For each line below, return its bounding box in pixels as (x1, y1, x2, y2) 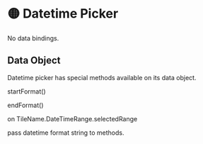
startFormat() (7, 87, 46, 96)
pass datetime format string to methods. (7, 128, 124, 137)
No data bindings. (7, 33, 59, 43)
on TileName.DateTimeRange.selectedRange (7, 114, 138, 123)
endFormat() (7, 101, 44, 109)
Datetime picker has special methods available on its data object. (7, 73, 197, 82)
